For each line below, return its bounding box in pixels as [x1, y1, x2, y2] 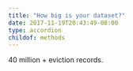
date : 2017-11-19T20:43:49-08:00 [8, 19, 119, 27]
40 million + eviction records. [8, 55, 104, 65]
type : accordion [8, 26, 62, 34]
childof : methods [8, 33, 66, 42]
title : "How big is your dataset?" [8, 11, 126, 20]
